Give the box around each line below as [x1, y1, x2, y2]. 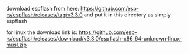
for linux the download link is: [6, 29, 78, 36]
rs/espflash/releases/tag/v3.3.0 [6, 11, 83, 18]
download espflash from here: [6, 5, 80, 12]
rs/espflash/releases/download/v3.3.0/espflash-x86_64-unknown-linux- [6, 35, 182, 42]
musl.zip [6, 41, 27, 48]
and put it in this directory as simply [83, 11, 171, 18]
